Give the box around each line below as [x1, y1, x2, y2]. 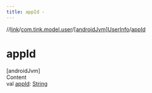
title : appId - [6, 9, 45, 15]
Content [6, 74, 27, 81]
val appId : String [6, 80, 48, 87]
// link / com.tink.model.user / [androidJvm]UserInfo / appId [6, 26, 146, 33]
